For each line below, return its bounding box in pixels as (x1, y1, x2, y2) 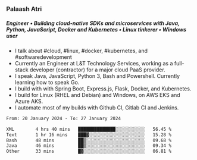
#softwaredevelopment (14, 53, 73, 61)
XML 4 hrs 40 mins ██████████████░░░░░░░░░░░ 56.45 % (6, 126, 171, 132)
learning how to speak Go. (14, 79, 80, 86)
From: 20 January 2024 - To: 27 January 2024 (6, 115, 121, 121)
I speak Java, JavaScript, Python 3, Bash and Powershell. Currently (14, 72, 180, 79)
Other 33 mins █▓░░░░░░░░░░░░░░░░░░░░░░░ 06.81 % (6, 148, 171, 155)
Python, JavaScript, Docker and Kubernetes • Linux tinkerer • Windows (6, 26, 186, 33)
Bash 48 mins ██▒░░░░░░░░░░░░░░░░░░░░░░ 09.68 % (6, 137, 171, 143)
